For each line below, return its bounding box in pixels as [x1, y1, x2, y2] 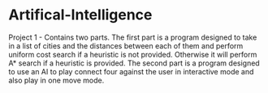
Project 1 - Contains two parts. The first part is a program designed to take [8, 32, 257, 42]
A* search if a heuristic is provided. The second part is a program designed [8, 58, 260, 68]
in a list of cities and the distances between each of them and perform [8, 40, 244, 50]
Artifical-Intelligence [8, 6, 153, 24]
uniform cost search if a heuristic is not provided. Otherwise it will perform [8, 49, 257, 59]
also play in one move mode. [8, 75, 105, 85]
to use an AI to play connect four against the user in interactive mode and [8, 66, 254, 76]
